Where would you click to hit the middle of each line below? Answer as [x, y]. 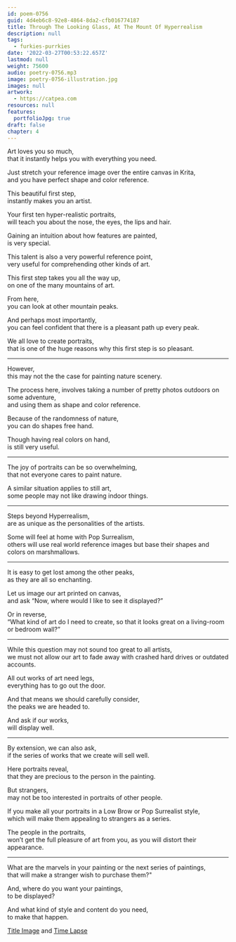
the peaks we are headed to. [48, 706]
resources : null [31, 105]
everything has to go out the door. [57, 685]
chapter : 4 [23, 131]
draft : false [26, 125]
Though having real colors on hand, [59, 439]
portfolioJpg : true [42, 118]
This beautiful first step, [42, 193]
